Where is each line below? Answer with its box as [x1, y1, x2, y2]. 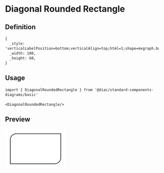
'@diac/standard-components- [94, 87, 154, 92]
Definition [5, 23, 36, 31]
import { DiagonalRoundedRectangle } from [5, 87, 93, 92]
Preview [5, 115, 31, 124]
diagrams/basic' [5, 92, 38, 97]
